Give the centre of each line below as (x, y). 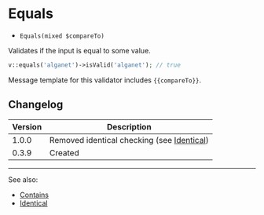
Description (129, 126)
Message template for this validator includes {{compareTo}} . (105, 80)
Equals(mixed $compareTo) (62, 36)
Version (27, 126)
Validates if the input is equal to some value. (79, 50)
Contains (34, 195)
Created (65, 152)
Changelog (36, 105)
